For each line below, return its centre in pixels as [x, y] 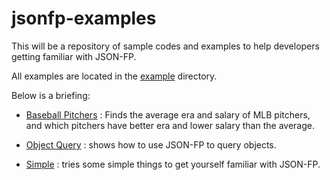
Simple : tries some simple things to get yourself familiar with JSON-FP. [173, 164]
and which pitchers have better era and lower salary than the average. [170, 125]
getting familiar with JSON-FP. [74, 56]
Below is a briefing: [51, 95]
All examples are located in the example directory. [114, 76]
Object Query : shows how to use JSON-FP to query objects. [151, 144]
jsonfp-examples [84, 18]
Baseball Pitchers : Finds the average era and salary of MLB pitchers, [168, 114]
